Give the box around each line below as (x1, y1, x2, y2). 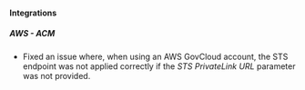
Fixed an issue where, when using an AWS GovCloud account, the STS (22, 51, 289, 62)
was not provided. (22, 70, 91, 81)
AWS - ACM (9, 28, 56, 39)
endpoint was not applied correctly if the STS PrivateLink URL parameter (22, 60, 296, 72)
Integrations (9, 7, 57, 18)
